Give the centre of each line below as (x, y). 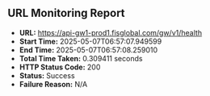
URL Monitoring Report (67, 13)
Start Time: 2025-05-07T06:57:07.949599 (90, 41)
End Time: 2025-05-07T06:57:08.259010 (88, 50)
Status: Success (47, 75)
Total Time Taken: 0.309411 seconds (81, 58)
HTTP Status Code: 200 (60, 67)
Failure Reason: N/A (53, 84)
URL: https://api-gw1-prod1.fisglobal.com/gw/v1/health (111, 32)
